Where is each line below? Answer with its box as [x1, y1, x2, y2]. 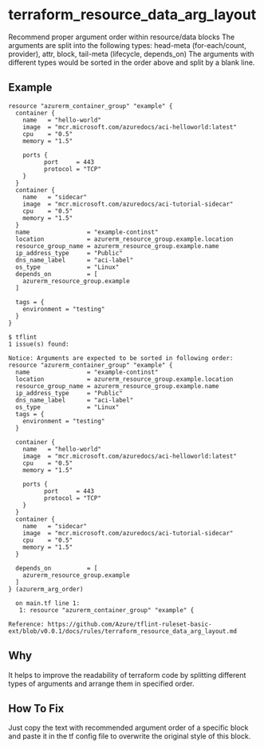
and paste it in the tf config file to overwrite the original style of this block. [8, 731, 251, 741]
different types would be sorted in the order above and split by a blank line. [8, 58, 255, 67]
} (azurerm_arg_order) [8, 585, 84, 593]
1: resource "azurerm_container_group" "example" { [18, 606, 195, 614]
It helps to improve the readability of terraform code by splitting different [8, 670, 246, 679]
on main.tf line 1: [15, 599, 81, 607]
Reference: [8, 620, 45, 628]
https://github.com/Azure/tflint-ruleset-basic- [47, 620, 213, 628]
